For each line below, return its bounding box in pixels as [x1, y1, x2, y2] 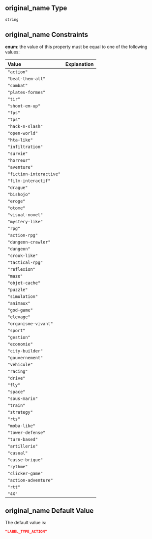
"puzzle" [7, 287, 28, 293]
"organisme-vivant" [7, 321, 53, 326]
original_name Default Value [5, 507, 94, 515]
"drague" [7, 185, 28, 190]
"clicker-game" [7, 470, 43, 476]
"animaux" [7, 300, 30, 306]
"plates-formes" [7, 89, 46, 95]
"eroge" [7, 198, 26, 204]
